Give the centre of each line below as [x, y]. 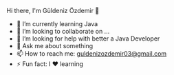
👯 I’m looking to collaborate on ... [63, 31]
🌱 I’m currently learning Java [57, 24]
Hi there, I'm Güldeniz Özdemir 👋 [53, 11]
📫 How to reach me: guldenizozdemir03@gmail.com [91, 54]
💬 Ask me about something [55, 46]
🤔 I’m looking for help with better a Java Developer [88, 39]
